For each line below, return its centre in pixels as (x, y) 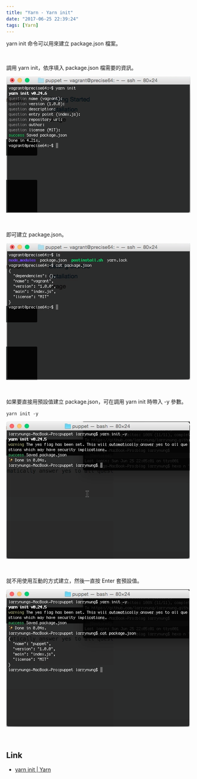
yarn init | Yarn (33, 769)
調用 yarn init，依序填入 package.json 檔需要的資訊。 (72, 68)
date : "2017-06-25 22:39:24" (42, 19)
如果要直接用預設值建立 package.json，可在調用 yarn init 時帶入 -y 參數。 (96, 402)
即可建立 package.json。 (37, 235)
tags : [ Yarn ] (22, 25)
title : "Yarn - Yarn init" (40, 13)
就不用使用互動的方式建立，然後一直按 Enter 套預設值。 (74, 581)
